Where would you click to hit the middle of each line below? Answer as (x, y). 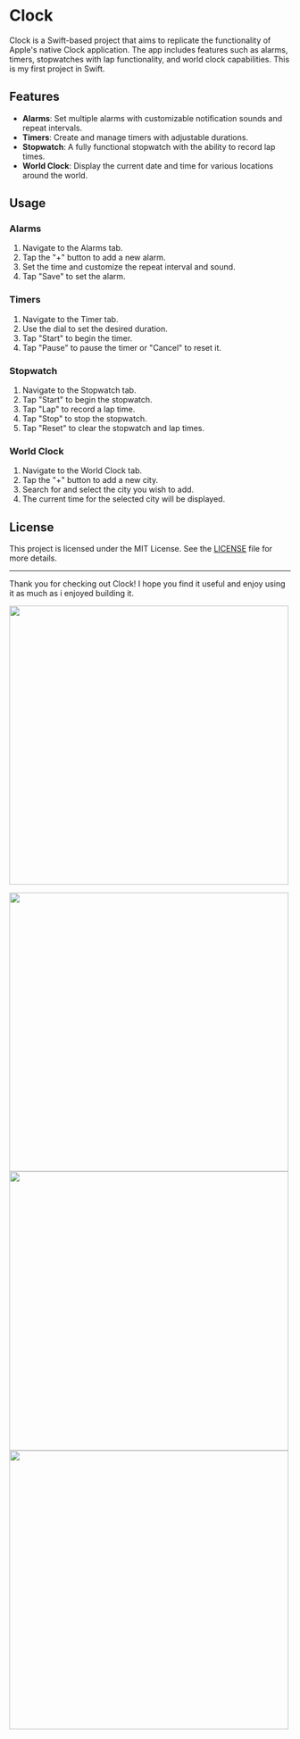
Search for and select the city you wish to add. (108, 490)
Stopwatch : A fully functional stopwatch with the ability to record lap (149, 146)
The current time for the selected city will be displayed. (124, 499)
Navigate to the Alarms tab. (72, 248)
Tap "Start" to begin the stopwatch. (87, 400)
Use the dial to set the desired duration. (95, 329)
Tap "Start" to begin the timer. (77, 338)
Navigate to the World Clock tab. (82, 470)
